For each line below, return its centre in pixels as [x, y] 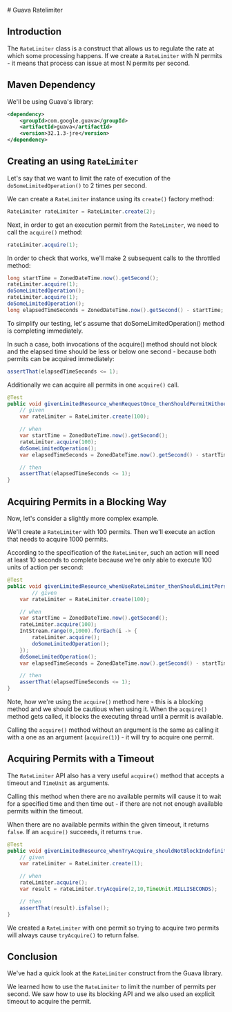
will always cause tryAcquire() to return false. [73, 935]
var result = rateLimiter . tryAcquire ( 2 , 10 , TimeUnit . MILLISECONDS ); [118, 889]
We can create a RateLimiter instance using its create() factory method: [111, 199]
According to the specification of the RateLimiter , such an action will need [113, 552]
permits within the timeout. [45, 811]
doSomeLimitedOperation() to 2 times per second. [77, 185]
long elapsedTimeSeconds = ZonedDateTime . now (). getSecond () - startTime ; [116, 310]
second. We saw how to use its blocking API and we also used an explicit [111, 994]
